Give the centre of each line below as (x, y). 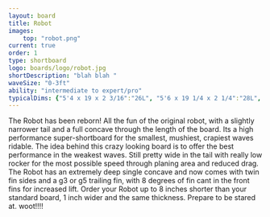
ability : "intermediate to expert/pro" (75, 90)
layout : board (32, 16)
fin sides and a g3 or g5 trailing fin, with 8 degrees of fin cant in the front (129, 181)
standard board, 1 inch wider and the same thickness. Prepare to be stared (132, 198)
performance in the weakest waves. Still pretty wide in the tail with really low (135, 155)
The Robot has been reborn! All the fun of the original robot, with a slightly (132, 121)
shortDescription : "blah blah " (62, 76)
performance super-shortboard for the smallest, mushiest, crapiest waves (131, 138)
